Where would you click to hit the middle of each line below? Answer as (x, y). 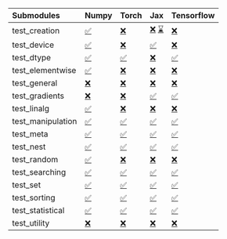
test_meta (30, 134)
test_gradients (38, 96)
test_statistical (38, 210)
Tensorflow (193, 15)
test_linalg (31, 109)
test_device (33, 45)
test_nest (29, 147)
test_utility (31, 223)
